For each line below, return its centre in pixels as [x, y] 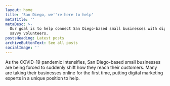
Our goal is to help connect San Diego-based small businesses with [83, 29]
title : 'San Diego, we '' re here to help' [50, 15]
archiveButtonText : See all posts [42, 43]
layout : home [19, 10]
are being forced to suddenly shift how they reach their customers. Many [81, 67]
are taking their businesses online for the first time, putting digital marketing [84, 73]
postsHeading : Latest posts [35, 38]
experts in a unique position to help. [42, 78]
